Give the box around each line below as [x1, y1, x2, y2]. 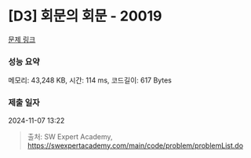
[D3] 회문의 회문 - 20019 [8, 7, 162, 25]
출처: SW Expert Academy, [27, 131, 113, 141]
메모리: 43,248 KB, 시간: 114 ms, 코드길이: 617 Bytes [8, 75, 173, 85]
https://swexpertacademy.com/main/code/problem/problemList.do [27, 141, 244, 150]
